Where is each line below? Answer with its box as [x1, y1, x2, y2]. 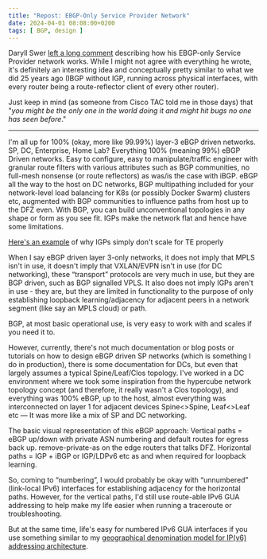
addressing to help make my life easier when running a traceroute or [8, 501, 232, 510]
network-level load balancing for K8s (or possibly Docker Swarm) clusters [8, 188, 250, 197]
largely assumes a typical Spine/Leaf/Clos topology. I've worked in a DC [8, 368, 245, 378]
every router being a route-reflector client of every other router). [8, 82, 219, 92]
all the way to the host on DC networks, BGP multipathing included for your [8, 180, 254, 190]
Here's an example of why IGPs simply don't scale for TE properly [8, 237, 224, 247]
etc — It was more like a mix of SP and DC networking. [8, 411, 188, 420]
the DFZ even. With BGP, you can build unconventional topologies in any [8, 205, 245, 215]
